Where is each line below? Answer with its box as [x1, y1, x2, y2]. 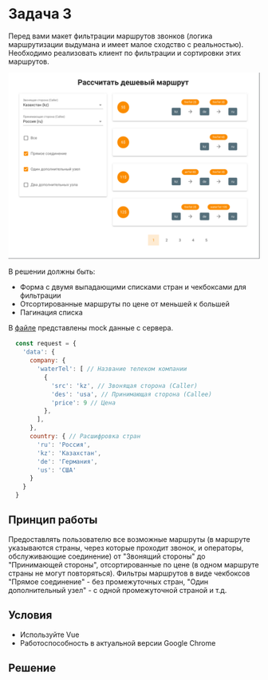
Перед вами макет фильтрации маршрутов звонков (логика [8, 31, 213, 41]
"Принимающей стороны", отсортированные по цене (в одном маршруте [8, 559, 259, 569]
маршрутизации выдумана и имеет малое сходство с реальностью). [8, 39, 244, 49]
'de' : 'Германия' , [37, 457, 98, 465]
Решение [8, 662, 57, 675]
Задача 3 [8, 5, 72, 23]
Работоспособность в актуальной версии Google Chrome [19, 638, 216, 647]
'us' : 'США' [37, 466, 77, 474]
